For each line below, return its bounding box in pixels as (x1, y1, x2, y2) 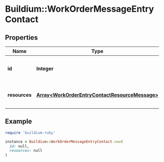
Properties (5, 33, 38, 42)
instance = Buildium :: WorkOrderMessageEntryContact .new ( (5, 139, 123, 144)
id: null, (9, 143, 29, 149)
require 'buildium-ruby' (5, 130, 56, 135)
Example (5, 117, 32, 126)
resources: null (9, 148, 42, 153)
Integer (36, 65, 54, 72)
